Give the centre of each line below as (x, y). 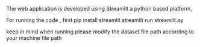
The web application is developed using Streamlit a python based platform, (99, 9)
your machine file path (34, 38)
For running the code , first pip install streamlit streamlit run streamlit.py (95, 20)
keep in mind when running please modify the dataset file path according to (100, 32)
